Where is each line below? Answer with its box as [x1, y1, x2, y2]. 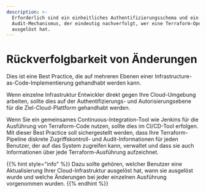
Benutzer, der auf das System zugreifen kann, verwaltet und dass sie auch [6, 142, 194, 149]
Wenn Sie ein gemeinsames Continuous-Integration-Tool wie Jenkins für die [6, 116, 199, 123]
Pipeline [6, 135, 27, 143]
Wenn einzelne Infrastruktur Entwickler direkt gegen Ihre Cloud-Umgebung [6, 91, 196, 99]
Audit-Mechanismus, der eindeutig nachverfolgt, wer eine [12, 20, 164, 26]
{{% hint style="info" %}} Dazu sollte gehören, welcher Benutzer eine [6, 161, 183, 168]
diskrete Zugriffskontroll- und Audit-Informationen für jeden [28, 135, 179, 143]
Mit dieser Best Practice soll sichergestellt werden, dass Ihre [6, 129, 159, 137]
